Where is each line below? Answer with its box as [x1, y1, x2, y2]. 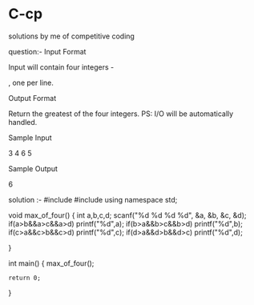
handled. [8, 117, 38, 126]
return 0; [8, 274, 42, 282]
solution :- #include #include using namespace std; [8, 195, 178, 204]
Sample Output [8, 163, 58, 173]
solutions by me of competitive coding [8, 31, 135, 41]
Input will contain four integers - [8, 62, 115, 72]
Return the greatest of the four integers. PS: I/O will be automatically [8, 109, 234, 118]
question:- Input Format [8, 46, 87, 56]
